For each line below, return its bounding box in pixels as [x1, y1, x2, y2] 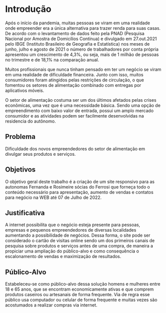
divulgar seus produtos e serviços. [5, 151, 76, 157]
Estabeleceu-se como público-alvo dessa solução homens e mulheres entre [5, 281, 161, 287]
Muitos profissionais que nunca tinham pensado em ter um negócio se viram [5, 66, 162, 72]
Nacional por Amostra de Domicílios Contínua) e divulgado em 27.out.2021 [5, 36, 157, 42]
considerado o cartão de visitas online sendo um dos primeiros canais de [5, 238, 155, 244]
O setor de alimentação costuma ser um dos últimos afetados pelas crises [5, 97, 157, 103]
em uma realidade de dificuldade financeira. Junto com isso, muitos [5, 71, 144, 77]
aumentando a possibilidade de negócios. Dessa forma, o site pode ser [5, 232, 151, 239]
